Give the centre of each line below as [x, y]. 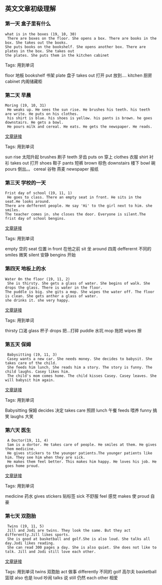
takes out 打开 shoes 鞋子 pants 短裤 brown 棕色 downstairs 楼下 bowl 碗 [83, 163]
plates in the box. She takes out [40, 51]
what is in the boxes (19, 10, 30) [41, 34]
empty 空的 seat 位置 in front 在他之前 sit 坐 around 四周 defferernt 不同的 [78, 249]
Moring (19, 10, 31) [26, 105]
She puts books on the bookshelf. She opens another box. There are [75, 47]
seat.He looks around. [28, 202]
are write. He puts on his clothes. [42, 114]
